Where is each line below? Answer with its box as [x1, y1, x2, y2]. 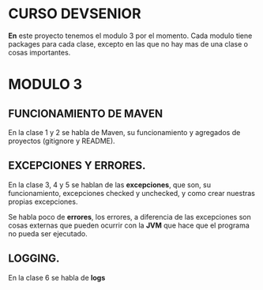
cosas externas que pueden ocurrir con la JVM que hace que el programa [8, 220, 250, 230]
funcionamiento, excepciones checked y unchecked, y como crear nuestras [8, 188, 255, 198]
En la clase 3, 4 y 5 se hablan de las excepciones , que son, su [8, 179, 212, 190]
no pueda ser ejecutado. [8, 228, 88, 238]
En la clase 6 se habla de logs [8, 273, 106, 282]
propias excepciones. [8, 197, 78, 206]
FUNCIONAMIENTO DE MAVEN [8, 107, 163, 120]
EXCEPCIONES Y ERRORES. [8, 159, 146, 172]
